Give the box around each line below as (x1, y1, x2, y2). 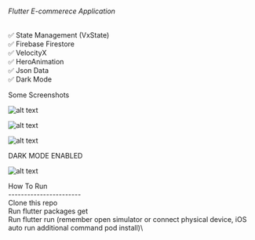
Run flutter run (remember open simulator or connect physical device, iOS (8, 215, 247, 224)
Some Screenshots (8, 90, 70, 100)
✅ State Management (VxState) (8, 31, 110, 40)
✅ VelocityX (8, 48, 47, 58)
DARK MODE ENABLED (8, 151, 83, 161)
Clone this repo (8, 198, 58, 208)
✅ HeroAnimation (8, 57, 64, 67)
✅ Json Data (8, 66, 49, 75)
